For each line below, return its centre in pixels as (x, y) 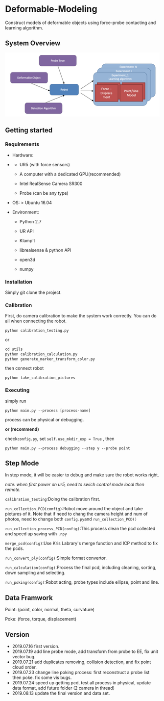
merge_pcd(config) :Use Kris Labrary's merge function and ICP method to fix (82, 544)
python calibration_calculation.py (41, 354)
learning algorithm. (24, 27)
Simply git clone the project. (34, 292)
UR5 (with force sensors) (45, 164)
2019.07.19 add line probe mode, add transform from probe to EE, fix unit (85, 651)
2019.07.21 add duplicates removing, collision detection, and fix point (82, 662)
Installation (19, 282)
